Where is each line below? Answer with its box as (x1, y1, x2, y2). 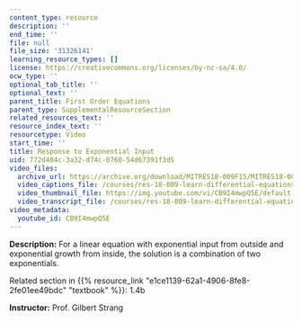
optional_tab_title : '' (9, 80, 99, 89)
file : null (9, 38, 50, 48)
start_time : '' (9, 139, 67, 148)
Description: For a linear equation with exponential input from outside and (9, 238, 284, 249)
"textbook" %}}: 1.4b (68, 284, 146, 295)
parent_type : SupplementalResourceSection (9, 105, 171, 114)
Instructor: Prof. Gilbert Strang (9, 302, 124, 313)
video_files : (9, 164, 58, 173)
